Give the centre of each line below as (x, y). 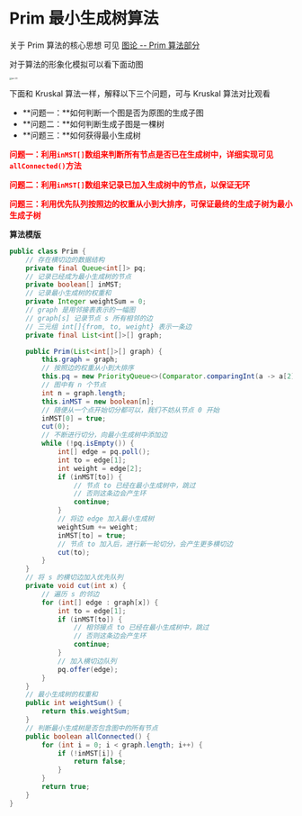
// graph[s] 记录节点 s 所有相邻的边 (89, 318)
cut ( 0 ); (56, 427)
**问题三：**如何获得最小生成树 (81, 135)
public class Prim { (48, 251)
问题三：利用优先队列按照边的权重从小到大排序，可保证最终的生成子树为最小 (151, 204)
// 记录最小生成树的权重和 (68, 294)
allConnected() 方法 (46, 165)
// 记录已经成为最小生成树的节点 (79, 277)
